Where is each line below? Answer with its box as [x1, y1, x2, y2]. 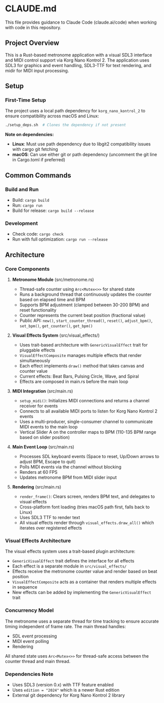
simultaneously [19, 357, 51, 363]
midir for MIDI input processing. [5, 68, 69, 73]
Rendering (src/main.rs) [12, 484, 61, 490]
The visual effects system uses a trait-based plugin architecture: [5, 548, 136, 555]
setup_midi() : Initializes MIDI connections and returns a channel [19, 397, 150, 403]
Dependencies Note [5, 670, 54, 677]
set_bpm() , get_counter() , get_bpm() [19, 322, 93, 328]
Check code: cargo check [12, 231, 64, 237]
